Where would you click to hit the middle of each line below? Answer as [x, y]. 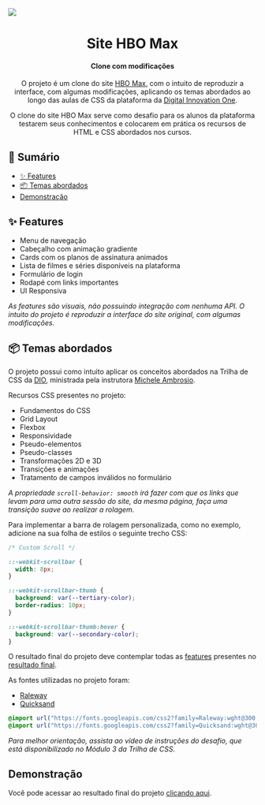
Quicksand [37, 704]
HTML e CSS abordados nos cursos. [132, 132]
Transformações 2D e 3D [60, 460]
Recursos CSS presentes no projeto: [67, 395]
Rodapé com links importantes [69, 282]
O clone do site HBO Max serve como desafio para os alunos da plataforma [132, 116]
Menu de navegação [53, 240]
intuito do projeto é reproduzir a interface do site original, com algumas [125, 315]
